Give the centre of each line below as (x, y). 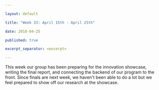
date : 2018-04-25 (23, 31)
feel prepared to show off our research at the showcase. (62, 83)
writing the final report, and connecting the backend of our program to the (80, 72)
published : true (22, 40)
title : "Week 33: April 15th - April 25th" (50, 22)
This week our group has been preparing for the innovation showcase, (76, 67)
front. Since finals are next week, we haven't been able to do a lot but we (79, 77)
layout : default (22, 14)
